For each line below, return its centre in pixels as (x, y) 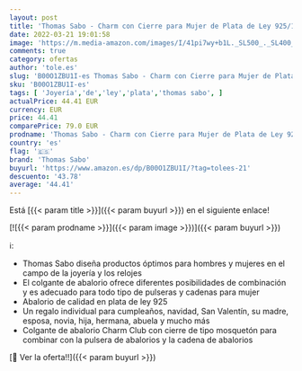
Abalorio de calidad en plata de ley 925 (95, 302)
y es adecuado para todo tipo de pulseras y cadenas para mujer (141, 292)
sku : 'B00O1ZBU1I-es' (50, 84)
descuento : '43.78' (46, 176)
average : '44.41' (42, 185)
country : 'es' (36, 143)
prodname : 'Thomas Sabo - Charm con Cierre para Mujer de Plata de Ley (146, 135)
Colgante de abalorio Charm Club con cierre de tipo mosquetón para (149, 331)
